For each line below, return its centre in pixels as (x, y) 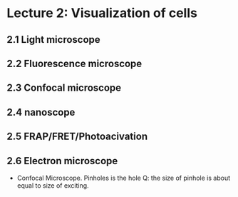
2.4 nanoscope (41, 112)
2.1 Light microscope (53, 40)
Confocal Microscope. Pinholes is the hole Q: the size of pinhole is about (124, 178)
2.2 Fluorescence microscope (74, 63)
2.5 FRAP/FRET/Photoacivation (77, 137)
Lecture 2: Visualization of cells (102, 13)
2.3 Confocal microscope (64, 88)
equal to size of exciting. (53, 185)
